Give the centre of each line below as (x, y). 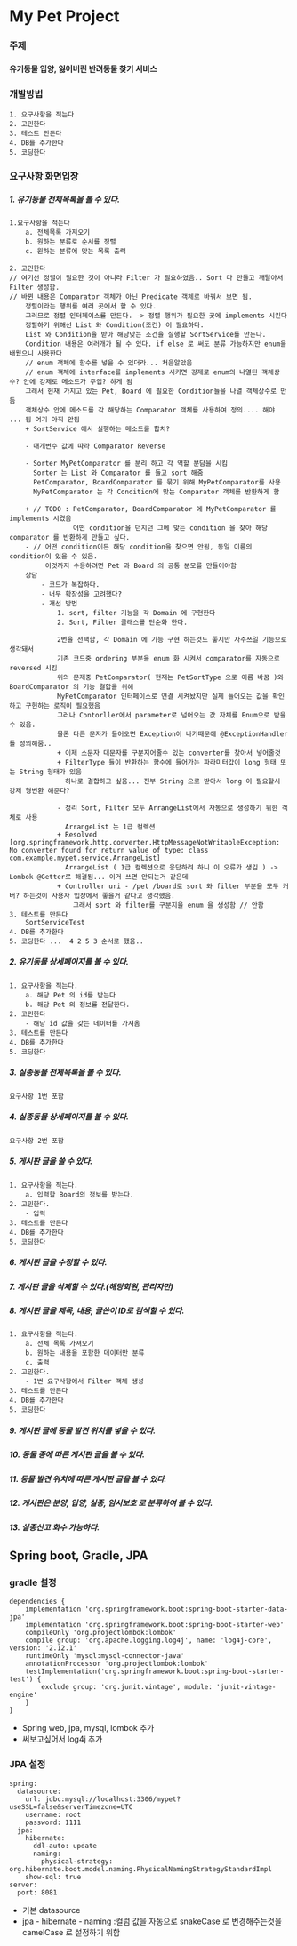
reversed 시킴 (33, 668)
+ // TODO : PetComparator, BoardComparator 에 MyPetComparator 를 (151, 509)
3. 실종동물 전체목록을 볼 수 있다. (65, 1072)
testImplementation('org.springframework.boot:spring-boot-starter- (155, 1672)
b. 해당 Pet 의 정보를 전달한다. (78, 1005)
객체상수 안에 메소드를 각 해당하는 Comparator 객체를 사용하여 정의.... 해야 (150, 410)
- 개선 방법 (60, 603)
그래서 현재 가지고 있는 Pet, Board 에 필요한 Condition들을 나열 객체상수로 (151, 391)
